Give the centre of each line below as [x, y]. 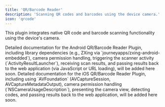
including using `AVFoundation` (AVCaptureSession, [58, 79]
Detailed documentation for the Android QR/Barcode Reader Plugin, [74, 48]
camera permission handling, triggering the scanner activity [93, 58]
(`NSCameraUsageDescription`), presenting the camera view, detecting [78, 90]
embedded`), [18, 58]
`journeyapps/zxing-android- [130, 53]
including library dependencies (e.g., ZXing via [53, 53]
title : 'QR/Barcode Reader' [34, 10]
